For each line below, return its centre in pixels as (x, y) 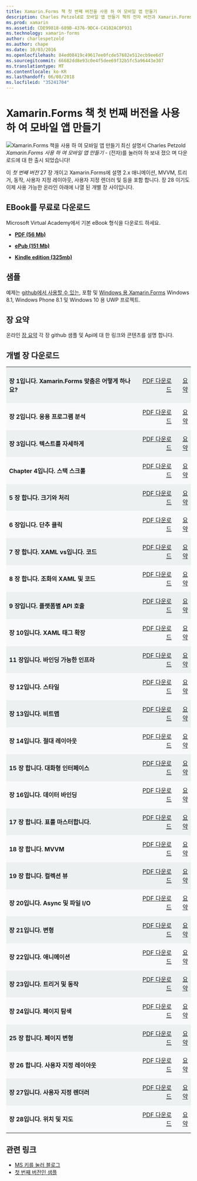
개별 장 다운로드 (33, 355)
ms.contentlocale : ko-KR (36, 72)
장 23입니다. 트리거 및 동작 (44, 984)
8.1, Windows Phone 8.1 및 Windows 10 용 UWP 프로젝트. (73, 299)
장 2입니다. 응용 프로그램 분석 (47, 417)
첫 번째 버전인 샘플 (36, 1172)
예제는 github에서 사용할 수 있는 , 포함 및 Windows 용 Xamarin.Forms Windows (98, 292)
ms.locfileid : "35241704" (38, 83)
